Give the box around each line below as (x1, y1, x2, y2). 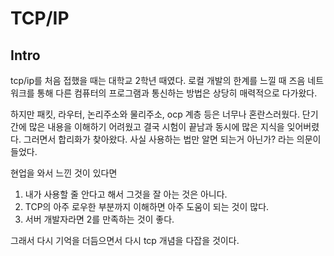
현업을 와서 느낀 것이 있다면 (10, 167, 118, 179)
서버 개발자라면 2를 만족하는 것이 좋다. (24, 213, 175, 225)
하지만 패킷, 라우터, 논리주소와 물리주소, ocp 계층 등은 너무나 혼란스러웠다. (10, 108, 300, 120)
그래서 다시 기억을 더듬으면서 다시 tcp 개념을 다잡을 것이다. (10, 235, 240, 246)
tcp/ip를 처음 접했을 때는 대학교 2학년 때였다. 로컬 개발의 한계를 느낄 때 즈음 (10, 75, 306, 86)
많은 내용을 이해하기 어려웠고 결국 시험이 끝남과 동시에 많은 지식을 (28, 121, 285, 132)
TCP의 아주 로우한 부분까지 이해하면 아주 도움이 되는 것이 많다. (24, 201, 270, 212)
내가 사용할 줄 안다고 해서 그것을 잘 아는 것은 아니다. (24, 188, 228, 200)
